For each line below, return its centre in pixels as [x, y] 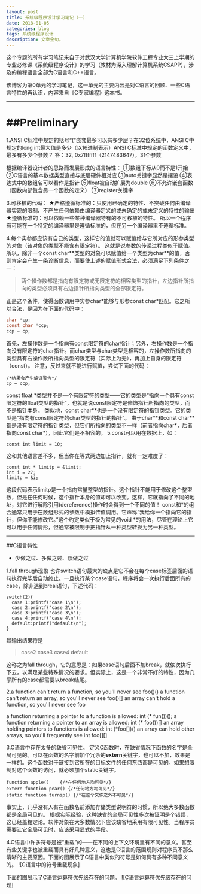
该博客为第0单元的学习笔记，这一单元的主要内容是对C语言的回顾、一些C [96, 85]
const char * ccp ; [28, 325]
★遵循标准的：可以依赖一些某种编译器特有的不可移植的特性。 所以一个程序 [99, 218]
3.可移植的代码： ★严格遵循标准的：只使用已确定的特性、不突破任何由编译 [98, 203]
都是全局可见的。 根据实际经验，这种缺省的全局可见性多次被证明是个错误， [99, 814]
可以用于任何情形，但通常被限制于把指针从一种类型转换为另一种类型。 [93, 527]
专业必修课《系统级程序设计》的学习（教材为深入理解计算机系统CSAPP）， [98, 65]
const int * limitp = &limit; [44, 467]
